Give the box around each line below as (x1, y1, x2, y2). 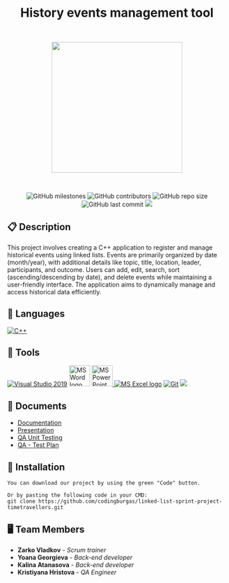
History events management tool (20, 5, 214, 21)
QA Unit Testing (17, 434, 63, 442)
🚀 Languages (7, 308, 65, 320)
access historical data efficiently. (7, 287, 102, 296)
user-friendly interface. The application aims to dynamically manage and (7, 280, 216, 289)
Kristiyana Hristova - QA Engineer (17, 568, 117, 576)
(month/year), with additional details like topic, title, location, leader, (7, 258, 202, 266)
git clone (7, 498, 36, 505)
